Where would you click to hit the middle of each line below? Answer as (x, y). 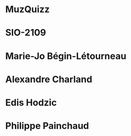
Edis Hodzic (31, 102)
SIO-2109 (26, 33)
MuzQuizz (28, 9)
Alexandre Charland (49, 79)
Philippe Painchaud (47, 126)
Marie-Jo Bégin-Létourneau (66, 56)
